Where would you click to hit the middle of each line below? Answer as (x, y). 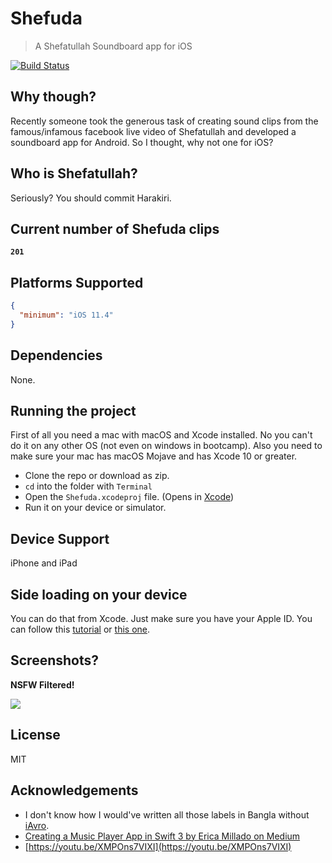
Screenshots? (55, 660)
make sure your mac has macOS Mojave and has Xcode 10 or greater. (154, 456)
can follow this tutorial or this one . (80, 629)
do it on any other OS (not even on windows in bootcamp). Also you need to (166, 446)
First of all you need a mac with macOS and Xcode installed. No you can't (161, 435)
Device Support (60, 538)
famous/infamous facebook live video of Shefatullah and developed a (153, 131)
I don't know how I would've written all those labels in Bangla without (167, 814)
